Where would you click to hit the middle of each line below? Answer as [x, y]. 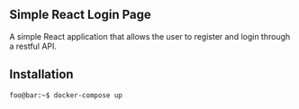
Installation [41, 74]
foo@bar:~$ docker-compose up [66, 95]
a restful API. [33, 46]
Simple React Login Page [80, 15]
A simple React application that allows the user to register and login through [150, 36]
